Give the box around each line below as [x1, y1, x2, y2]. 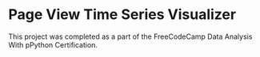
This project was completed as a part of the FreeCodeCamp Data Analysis [8, 32, 253, 41]
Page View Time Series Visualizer [8, 6, 237, 24]
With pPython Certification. [8, 40, 98, 49]
